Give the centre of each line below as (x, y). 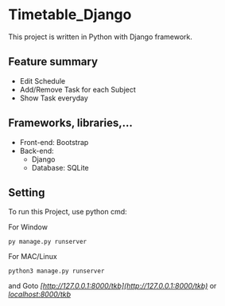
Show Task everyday (54, 98)
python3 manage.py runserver (56, 271)
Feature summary (53, 62)
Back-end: (37, 151)
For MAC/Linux (33, 257)
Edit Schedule (43, 80)
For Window (28, 227)
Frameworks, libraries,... (71, 123)
